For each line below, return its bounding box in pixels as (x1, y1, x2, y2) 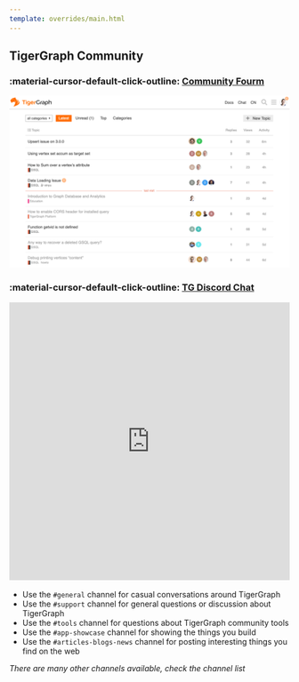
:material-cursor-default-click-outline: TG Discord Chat (9, 281, 255, 293)
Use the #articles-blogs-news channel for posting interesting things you (21, 636, 287, 646)
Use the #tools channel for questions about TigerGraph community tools (21, 617, 289, 628)
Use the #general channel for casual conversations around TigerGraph (21, 589, 281, 599)
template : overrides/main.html (9, 14, 125, 23)
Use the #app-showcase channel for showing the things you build (21, 627, 256, 638)
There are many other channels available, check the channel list (9, 662, 246, 673)
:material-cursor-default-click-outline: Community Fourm (9, 75, 265, 87)
